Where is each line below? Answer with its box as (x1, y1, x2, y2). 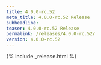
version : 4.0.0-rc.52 (6, 36, 61, 42)
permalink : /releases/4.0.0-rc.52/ (6, 31, 96, 37)
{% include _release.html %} (6, 53, 77, 60)
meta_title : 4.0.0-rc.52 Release (6, 14, 90, 20)
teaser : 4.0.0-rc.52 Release (6, 25, 79, 32)
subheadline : (6, 20, 39, 26)
